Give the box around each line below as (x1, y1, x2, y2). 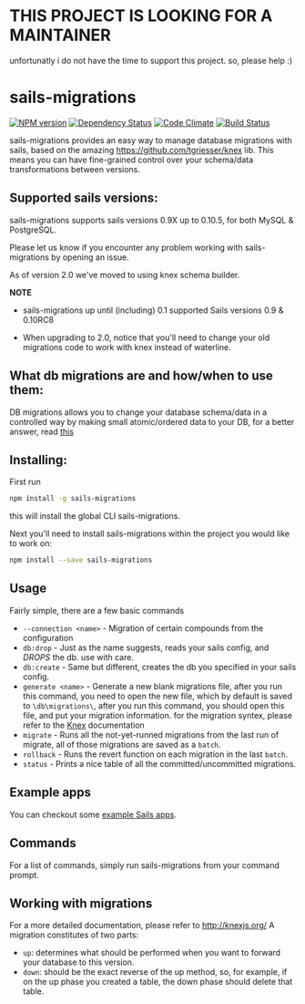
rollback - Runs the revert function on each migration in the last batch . (22, 749, 289, 760)
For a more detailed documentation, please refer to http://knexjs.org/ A (9, 920, 275, 931)
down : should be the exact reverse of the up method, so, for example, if (22, 967, 288, 978)
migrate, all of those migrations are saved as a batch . (22, 739, 221, 750)
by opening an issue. (51, 252, 129, 263)
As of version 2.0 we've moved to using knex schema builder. (9, 269, 240, 280)
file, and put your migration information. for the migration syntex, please (22, 709, 293, 720)
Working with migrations (9, 895, 153, 911)
